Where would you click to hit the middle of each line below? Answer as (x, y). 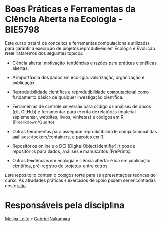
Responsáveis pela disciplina (65, 205)
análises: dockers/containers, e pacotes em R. (58, 137)
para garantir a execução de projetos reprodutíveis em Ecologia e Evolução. (81, 48)
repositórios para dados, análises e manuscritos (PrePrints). (72, 151)
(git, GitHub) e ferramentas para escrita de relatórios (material (74, 112)
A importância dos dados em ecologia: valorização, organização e (78, 77)
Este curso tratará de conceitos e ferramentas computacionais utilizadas (78, 43)
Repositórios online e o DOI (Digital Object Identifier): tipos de (74, 146)
